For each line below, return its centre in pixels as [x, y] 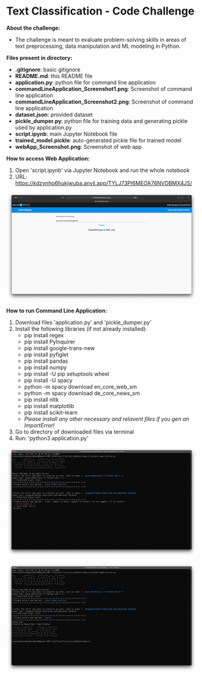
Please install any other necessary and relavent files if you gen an [106, 419]
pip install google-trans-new [59, 348]
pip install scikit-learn [51, 412]
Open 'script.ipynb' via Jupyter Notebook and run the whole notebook [102, 170]
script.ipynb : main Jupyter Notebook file [66, 134]
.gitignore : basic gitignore [47, 69]
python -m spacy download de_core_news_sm [82, 393]
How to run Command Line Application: [57, 311]
